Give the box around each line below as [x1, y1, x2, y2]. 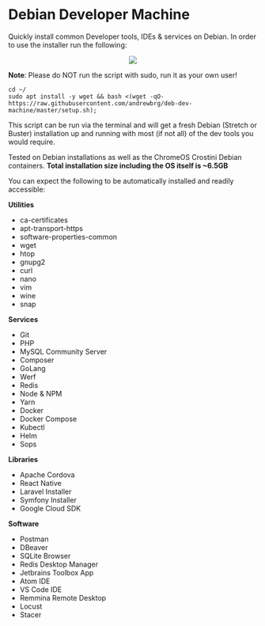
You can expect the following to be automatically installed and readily [8, 176, 234, 185]
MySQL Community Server [19, 347, 108, 356]
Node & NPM [19, 389, 62, 398]
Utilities [8, 199, 34, 209]
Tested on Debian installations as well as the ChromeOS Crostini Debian [8, 152, 243, 161]
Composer [19, 355, 55, 365]
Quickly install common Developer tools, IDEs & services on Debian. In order [8, 32, 257, 41]
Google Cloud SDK [19, 503, 81, 513]
